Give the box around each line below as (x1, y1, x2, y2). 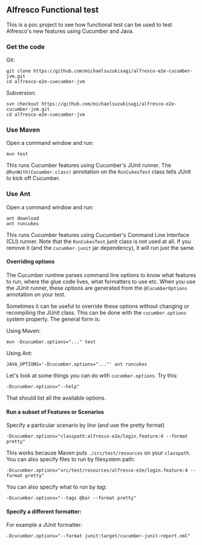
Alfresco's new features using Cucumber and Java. (6, 27, 134, 35)
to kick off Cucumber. (6, 175, 60, 182)
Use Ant (6, 190, 31, 198)
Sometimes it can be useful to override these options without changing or (6, 303, 189, 310)
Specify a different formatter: (6, 507, 82, 515)
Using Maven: (6, 327, 41, 334)
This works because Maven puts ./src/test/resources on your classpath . (6, 449, 191, 456)
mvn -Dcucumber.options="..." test (6, 339, 96, 345)
